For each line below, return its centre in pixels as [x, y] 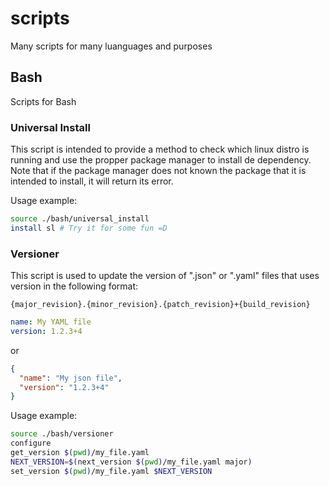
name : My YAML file [51, 322]
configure [31, 443]
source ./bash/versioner [62, 434]
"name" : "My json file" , [71, 378]
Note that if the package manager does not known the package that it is [158, 171]
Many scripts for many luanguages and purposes [111, 46]
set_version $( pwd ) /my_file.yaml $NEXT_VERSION [111, 471]
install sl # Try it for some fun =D [89, 228]
